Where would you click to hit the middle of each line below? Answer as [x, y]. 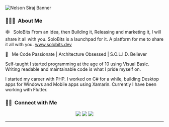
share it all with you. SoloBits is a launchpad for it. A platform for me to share [84, 39]
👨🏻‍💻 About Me [24, 21]
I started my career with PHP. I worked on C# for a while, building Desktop [82, 79]
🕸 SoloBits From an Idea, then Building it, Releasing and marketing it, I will [83, 32]
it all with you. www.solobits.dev [38, 45]
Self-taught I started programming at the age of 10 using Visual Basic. [77, 64]
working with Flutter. [26, 90]
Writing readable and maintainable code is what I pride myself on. [73, 69]
